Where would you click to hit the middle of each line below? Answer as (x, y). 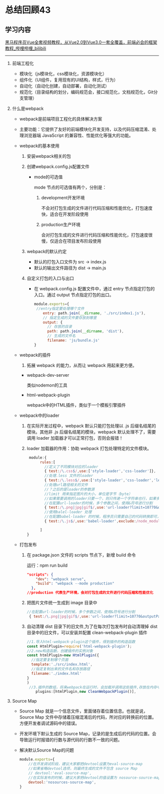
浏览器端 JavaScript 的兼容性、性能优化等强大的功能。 (78, 135)
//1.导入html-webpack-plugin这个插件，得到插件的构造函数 (81, 642)
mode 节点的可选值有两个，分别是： (70, 187)
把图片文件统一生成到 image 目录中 (62, 602)
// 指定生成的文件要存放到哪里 (70, 318)
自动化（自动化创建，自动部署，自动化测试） (64, 86)
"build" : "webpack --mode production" (75, 584)
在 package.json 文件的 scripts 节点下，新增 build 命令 (81, 555)
